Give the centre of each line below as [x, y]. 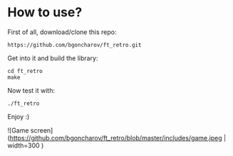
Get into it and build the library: [53, 58]
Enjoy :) [19, 116]
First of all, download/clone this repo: [62, 32]
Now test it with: [31, 90]
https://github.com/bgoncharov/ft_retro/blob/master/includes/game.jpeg [116, 138]
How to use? [45, 12]
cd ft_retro [25, 71]
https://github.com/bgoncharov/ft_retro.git [74, 45]
